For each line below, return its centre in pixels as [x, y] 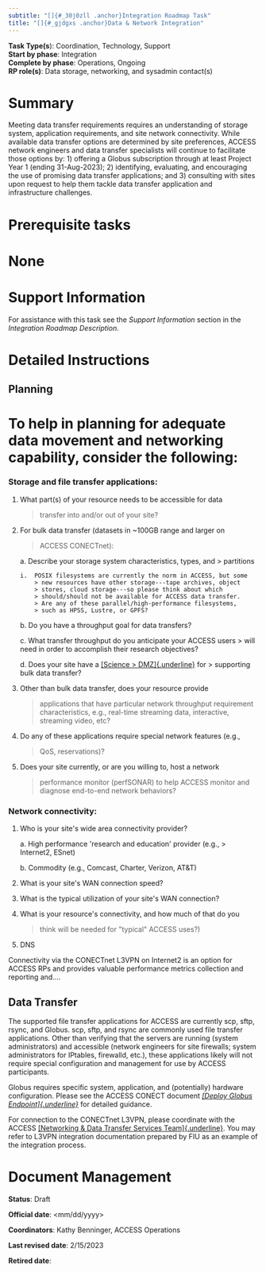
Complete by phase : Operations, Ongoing [77, 62]
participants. [29, 1072]
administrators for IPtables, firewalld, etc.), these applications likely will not [130, 1055]
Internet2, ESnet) [47, 852]
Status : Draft [29, 1199]
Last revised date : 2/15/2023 [56, 1245]
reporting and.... [35, 977]
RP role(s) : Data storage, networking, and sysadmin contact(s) [110, 71]
